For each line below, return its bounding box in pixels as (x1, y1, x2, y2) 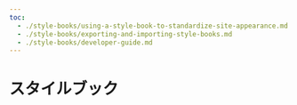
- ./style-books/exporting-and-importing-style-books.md (17, 29, 233, 38)
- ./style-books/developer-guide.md (17, 37, 153, 47)
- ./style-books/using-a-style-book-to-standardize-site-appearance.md (17, 21, 289, 30)
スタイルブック (9, 79, 119, 99)
